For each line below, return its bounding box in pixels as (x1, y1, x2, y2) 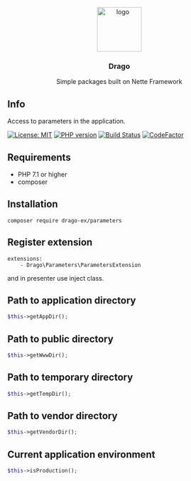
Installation (7, 198, 58, 210)
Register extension (7, 237, 93, 249)
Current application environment (7, 448, 155, 460)
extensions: (7, 255, 43, 262)
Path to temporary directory (7, 372, 133, 384)
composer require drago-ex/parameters (7, 217, 122, 224)
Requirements (7, 151, 71, 163)
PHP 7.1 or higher (17, 170, 67, 178)
